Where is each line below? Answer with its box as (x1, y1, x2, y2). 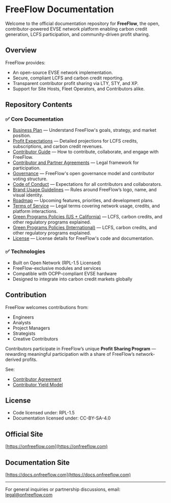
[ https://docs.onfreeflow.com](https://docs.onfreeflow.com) (5, 471, 131, 478)
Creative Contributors (12, 336, 59, 342)
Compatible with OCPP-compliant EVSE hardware (12, 270, 117, 276)
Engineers (12, 314, 34, 320)
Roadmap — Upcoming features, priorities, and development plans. (12, 198, 154, 204)
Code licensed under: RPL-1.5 (12, 410, 75, 416)
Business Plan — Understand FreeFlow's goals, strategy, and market (12, 127, 157, 133)
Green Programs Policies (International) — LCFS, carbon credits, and (12, 225, 157, 231)
